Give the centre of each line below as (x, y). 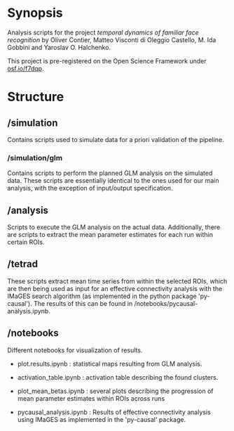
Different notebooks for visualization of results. (75, 350)
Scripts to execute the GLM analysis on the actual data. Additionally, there (114, 227)
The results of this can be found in (83, 303)
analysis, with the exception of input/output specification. (90, 188)
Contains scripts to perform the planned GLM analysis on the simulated (110, 173)
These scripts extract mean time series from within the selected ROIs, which (117, 281)
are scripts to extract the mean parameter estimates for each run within (110, 235)
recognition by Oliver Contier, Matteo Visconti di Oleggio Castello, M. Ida (112, 39)
